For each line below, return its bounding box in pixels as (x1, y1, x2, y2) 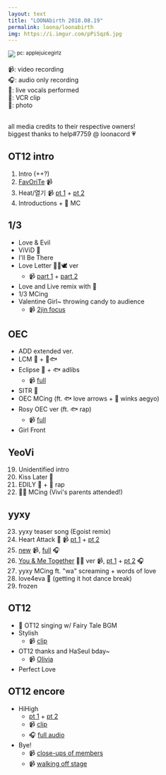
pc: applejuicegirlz (16, 50, 62, 57)
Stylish (18, 628, 39, 637)
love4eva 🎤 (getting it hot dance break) (18, 574, 133, 582)
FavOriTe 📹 (18, 177, 53, 186)
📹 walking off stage (28, 759, 88, 768)
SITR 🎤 (18, 386, 38, 395)
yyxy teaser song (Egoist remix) (18, 527, 112, 535)
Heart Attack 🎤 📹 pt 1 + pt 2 (18, 535, 100, 543)
